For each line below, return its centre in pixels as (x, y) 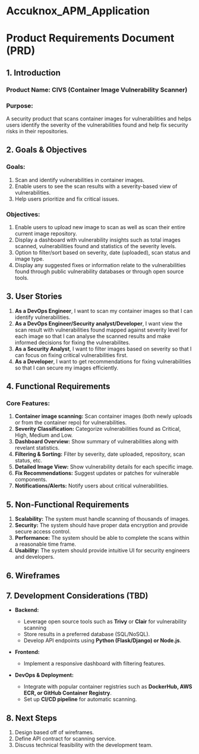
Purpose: (20, 105)
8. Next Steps (32, 718)
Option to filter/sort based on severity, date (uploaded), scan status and (102, 252)
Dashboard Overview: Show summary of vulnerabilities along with (96, 442)
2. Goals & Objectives (47, 150)
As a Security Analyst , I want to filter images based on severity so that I (103, 349)
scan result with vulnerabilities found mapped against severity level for (101, 330)
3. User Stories (34, 297)
